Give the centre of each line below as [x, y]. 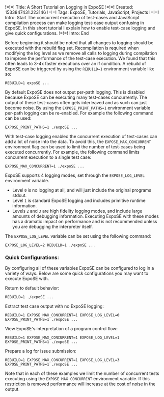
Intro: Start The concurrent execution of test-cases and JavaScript [72, 17]
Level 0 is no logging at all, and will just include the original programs [82, 190]
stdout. [19, 195]
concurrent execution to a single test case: [48, 157]
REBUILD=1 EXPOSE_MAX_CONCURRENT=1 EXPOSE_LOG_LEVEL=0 [62, 315]
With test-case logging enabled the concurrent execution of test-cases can [81, 136]
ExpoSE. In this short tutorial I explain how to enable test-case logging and [80, 28]
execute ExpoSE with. [27, 279]
